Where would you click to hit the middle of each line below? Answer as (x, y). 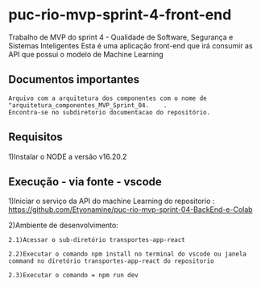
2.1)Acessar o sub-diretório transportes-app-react (97, 240)
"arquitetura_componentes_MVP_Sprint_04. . (88, 105)
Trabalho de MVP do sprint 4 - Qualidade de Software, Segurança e (121, 37)
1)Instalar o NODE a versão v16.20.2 (68, 156)
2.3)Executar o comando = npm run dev (73, 276)
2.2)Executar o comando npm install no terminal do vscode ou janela (128, 254)
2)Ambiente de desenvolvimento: (63, 225)
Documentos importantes (74, 79)
